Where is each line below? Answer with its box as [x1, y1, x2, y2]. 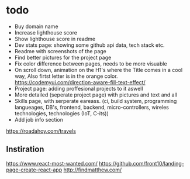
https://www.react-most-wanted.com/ [6, 160, 98, 167]
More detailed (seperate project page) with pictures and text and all [14, 91, 177, 98]
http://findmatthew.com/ [63, 166, 122, 173]
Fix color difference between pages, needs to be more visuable [14, 60, 168, 67]
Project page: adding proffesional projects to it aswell [14, 85, 143, 92]
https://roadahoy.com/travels [6, 127, 76, 135]
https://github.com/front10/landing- [99, 160, 184, 167]
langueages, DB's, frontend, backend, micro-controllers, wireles [14, 104, 170, 111]
